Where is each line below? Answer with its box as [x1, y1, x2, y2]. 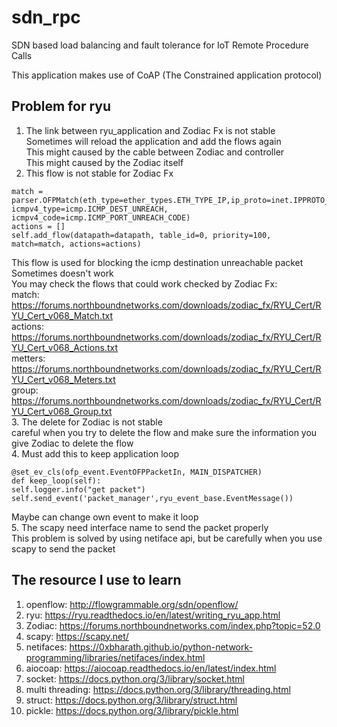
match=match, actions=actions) [11, 239, 142, 249]
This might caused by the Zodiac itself [25, 156, 184, 168]
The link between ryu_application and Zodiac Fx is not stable [25, 124, 276, 136]
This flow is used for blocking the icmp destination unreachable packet [11, 256, 304, 268]
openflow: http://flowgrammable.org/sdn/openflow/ [25, 598, 239, 610]
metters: [11, 352, 46, 364]
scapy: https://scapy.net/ [25, 630, 129, 642]
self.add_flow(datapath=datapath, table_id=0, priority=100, [11, 230, 272, 240]
